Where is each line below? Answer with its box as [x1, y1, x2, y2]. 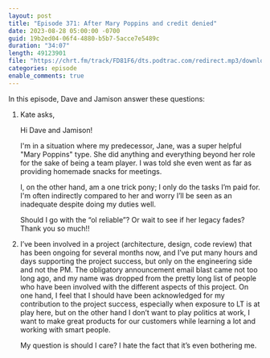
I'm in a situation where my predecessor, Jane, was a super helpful [19, 140, 243, 150]
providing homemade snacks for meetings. [19, 166, 162, 176]
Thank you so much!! [19, 223, 90, 233]
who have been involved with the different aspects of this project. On [19, 281, 249, 291]
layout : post [8, 11, 52, 20]
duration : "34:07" [8, 42, 70, 50]
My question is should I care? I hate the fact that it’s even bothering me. [19, 340, 257, 350]
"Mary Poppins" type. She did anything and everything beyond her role [19, 149, 256, 159]
